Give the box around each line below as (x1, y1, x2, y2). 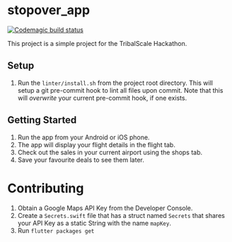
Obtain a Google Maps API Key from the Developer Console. (17, 204, 193, 212)
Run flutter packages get (17, 226, 95, 235)
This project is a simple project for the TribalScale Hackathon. (7, 39, 187, 47)
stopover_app (7, 2, 91, 18)
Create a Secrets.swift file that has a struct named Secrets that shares (17, 211, 225, 219)
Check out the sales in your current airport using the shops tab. (17, 148, 203, 156)
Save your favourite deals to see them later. (17, 155, 145, 164)
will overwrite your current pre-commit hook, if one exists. (17, 93, 187, 102)
